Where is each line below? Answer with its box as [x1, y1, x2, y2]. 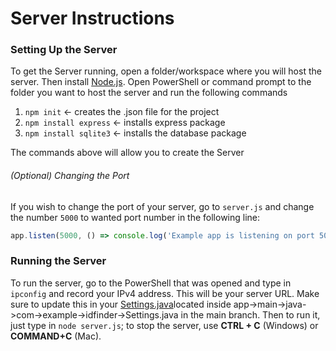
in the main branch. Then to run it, [180, 308, 321, 321]
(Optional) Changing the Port [10, 170, 130, 182]
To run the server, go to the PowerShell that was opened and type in [10, 277, 292, 289]
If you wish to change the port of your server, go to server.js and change [10, 200, 315, 212]
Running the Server [10, 254, 107, 268]
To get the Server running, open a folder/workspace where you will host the [10, 65, 322, 77]
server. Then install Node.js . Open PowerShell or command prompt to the [10, 76, 312, 88]
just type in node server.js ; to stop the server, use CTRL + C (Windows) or [10, 319, 319, 331]
